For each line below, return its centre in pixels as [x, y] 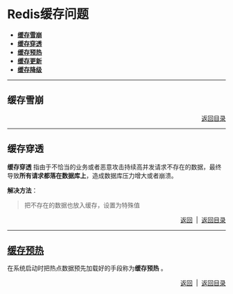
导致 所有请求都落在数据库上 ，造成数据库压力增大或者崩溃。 [92, 175]
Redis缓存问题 [48, 14]
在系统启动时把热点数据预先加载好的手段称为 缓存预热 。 [87, 268]
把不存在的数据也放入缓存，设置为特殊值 [82, 205]
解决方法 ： [23, 190]
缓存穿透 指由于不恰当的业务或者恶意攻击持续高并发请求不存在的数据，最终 [114, 167]
